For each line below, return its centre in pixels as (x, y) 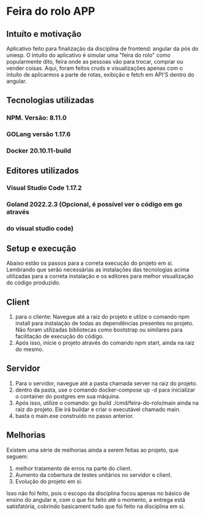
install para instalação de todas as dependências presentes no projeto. (104, 323)
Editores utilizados (43, 171)
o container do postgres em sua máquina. (68, 396)
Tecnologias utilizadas (50, 100)
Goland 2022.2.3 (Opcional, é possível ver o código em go (94, 205)
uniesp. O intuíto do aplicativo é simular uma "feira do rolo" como (88, 55)
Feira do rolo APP (51, 11)
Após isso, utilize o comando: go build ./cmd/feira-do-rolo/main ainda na (107, 403)
